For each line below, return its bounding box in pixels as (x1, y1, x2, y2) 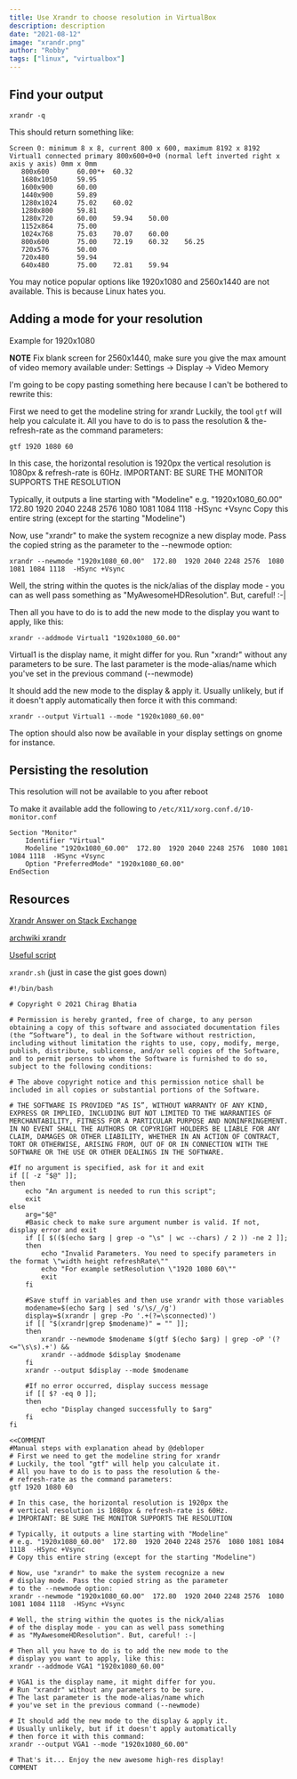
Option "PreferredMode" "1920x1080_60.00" (25, 860, 185, 869)
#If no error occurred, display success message (25, 1382, 209, 1391)
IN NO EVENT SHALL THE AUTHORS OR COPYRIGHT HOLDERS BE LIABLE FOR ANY (9, 1125, 280, 1133)
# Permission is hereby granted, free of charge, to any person (9, 1016, 253, 1025)
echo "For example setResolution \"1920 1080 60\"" (41, 1265, 237, 1274)
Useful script (9, 950, 57, 961)
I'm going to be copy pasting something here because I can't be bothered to (9, 379, 289, 390)
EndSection (9, 867, 50, 877)
